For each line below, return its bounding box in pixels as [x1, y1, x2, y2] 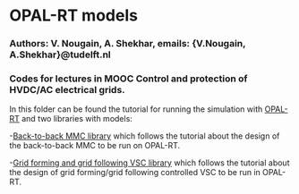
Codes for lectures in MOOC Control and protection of [9, 72, 248, 85]
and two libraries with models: [21, 114, 132, 124]
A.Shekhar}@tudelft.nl [9, 48, 112, 61]
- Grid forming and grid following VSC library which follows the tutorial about [9, 157, 290, 168]
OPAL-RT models [9, 5, 139, 26]
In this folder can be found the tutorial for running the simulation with [9, 104, 263, 114]
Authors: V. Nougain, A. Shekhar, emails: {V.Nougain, [9, 38, 246, 50]
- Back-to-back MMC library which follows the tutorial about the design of [9, 131, 280, 141]
